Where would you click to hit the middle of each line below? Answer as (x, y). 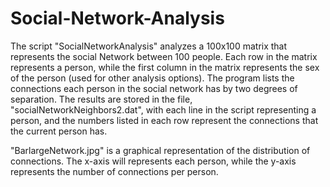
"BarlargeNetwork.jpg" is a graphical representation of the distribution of (160, 150)
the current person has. (59, 131)
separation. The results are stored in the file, (101, 99)
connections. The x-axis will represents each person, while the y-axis (153, 161)
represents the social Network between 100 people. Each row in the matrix (164, 56)
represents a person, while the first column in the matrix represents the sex (165, 67)
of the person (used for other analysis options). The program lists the (152, 78)
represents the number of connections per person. (114, 171)
